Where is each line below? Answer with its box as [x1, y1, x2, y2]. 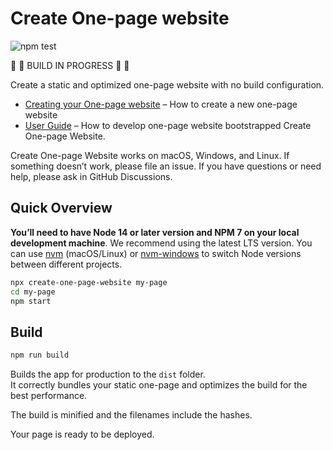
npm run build [10, 350, 70, 361]
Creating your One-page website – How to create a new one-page [24, 98, 298, 110]
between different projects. [10, 258, 123, 270]
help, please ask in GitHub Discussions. [10, 170, 173, 182]
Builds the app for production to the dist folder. [10, 368, 206, 381]
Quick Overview [10, 200, 113, 217]
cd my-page [10, 287, 56, 297]
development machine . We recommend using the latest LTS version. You [10, 237, 313, 249]
